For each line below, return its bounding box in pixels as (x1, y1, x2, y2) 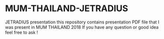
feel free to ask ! (5, 29, 38, 35)
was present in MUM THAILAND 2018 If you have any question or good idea (5, 24, 159, 30)
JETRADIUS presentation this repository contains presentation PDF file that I (5, 19, 160, 25)
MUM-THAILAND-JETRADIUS (5, 3, 129, 14)
